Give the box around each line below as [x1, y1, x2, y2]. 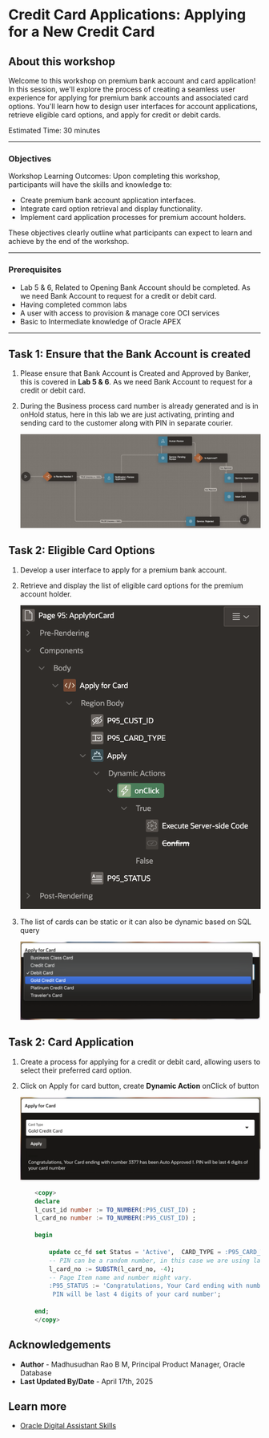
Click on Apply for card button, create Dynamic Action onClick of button [19, 1081, 259, 1090]
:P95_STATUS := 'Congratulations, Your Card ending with [49, 1282, 243, 1290]
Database [19, 1367, 52, 1378]
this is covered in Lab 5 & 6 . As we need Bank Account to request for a [19, 377, 253, 387]
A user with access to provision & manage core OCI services [19, 308, 220, 318]
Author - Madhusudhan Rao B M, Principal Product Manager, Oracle [19, 1359, 246, 1369]
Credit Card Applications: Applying [8, 6, 247, 24]
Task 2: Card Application [8, 1036, 134, 1049]
